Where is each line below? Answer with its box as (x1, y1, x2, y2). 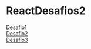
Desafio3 (6, 36, 28, 43)
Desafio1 (6, 24, 27, 31)
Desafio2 (6, 30, 28, 37)
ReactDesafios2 (6, 4, 86, 18)
